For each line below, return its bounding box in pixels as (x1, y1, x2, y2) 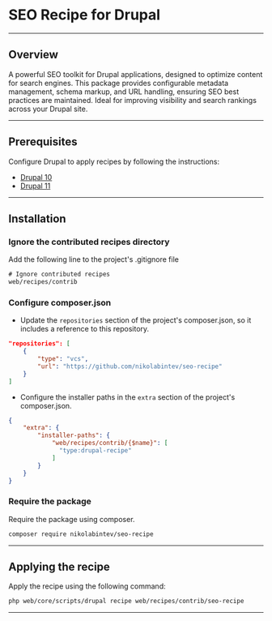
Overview (8, 48, 59, 62)
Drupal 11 (19, 181, 51, 191)
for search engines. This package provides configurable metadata (8, 78, 229, 88)
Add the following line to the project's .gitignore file (8, 255, 180, 264)
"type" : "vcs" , (37, 355, 89, 363)
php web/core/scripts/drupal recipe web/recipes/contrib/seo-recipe (8, 597, 244, 606)
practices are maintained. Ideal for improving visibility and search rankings (8, 95, 257, 105)
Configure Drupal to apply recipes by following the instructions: (8, 156, 220, 166)
